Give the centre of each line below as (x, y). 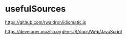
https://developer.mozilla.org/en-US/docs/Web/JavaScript (63, 31)
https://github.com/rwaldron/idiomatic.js (46, 22)
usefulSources (35, 9)
